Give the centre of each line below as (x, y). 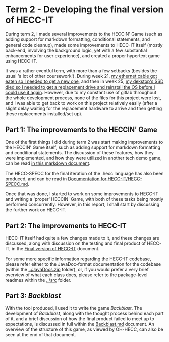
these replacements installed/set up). (44, 114)
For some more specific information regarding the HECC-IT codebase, (78, 259)
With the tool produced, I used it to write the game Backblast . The (74, 308)
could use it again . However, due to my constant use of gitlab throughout (81, 92)
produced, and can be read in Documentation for (56, 179)
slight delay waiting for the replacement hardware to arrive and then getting (84, 108)
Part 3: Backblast (33, 296)
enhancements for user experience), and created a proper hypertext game (82, 55)
